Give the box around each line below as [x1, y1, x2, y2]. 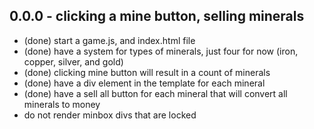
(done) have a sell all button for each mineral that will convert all [23, 87, 288, 99]
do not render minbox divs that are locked [23, 109, 197, 121]
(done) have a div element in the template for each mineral [23, 77, 266, 89]
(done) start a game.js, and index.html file [23, 34, 196, 46]
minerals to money [23, 98, 101, 110]
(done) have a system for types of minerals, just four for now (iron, [23, 45, 299, 57]
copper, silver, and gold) [23, 55, 124, 68]
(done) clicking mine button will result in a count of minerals [23, 66, 271, 78]
